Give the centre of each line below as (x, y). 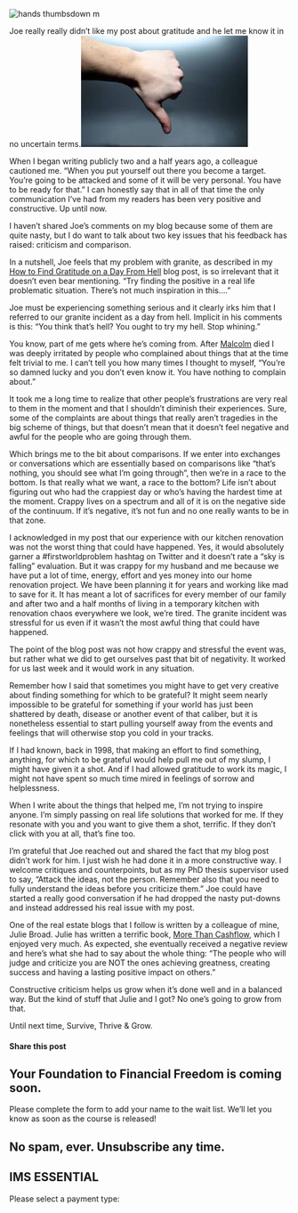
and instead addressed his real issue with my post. (102, 908)
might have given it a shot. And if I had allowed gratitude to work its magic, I (148, 769)
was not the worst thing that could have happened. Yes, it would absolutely (147, 547)
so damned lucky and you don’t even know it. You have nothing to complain (148, 372)
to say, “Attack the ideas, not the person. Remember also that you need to (144, 879)
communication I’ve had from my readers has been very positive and (135, 199)
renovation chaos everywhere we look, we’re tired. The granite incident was (148, 613)
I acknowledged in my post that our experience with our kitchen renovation (147, 537)
